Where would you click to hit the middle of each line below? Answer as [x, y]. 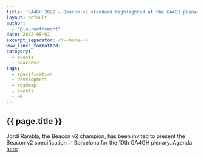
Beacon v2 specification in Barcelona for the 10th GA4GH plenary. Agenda [99, 142]
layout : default [27, 18]
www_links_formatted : [34, 46]
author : [16, 23]
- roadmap [24, 86]
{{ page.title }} [34, 121]
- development [29, 80]
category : [19, 52]
